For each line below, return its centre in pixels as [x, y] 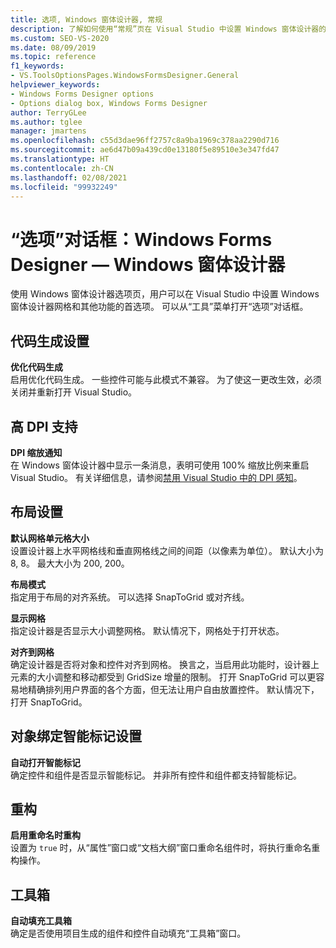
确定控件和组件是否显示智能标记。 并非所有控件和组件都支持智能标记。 [156, 775]
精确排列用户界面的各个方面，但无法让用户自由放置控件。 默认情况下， [173, 689]
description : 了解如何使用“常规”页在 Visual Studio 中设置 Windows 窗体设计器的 [168, 29]
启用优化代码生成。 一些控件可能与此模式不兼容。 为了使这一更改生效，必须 [166, 380]
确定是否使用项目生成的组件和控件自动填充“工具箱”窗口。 [128, 933]
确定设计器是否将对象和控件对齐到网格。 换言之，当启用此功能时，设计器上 [165, 664]
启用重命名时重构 [45, 835]
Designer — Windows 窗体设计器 [148, 264]
